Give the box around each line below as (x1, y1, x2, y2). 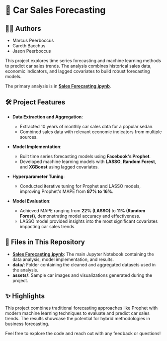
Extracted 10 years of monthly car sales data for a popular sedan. (19, 123, 154, 129)
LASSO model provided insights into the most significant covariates (19, 218, 158, 224)
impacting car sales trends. (19, 223, 76, 229)
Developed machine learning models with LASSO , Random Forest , (19, 159, 157, 165)
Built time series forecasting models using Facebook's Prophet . (19, 153, 151, 159)
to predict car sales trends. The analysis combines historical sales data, (5, 63, 152, 69)
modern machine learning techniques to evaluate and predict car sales (5, 310, 150, 316)
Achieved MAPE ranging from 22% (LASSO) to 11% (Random (19, 207, 146, 213)
